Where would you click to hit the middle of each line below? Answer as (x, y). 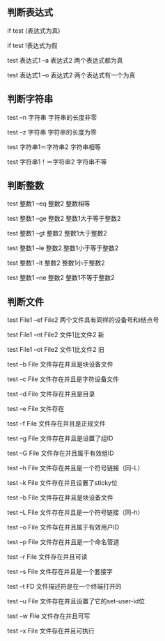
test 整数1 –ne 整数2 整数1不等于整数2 (61, 278)
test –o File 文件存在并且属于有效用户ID (63, 527)
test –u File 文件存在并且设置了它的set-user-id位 (76, 601)
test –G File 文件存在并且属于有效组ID (61, 453)
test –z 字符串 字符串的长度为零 (52, 132)
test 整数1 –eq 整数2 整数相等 (49, 203)
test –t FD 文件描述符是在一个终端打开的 (64, 587)
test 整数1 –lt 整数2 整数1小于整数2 (56, 263)
